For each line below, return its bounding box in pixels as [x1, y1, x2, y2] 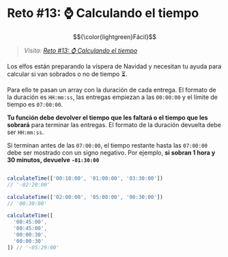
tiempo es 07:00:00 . [7, 100, 63, 108]
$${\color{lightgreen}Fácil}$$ [72, 32, 157, 41]
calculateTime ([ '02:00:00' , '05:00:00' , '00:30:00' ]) [7, 193, 164, 200]
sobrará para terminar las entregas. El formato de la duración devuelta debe [7, 120, 222, 128]
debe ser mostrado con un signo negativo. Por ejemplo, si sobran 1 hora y [7, 148, 216, 157]
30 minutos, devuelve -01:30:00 [7, 155, 100, 164]
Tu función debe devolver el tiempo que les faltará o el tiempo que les [7, 113, 208, 122]
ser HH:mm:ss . [7, 128, 44, 136]
